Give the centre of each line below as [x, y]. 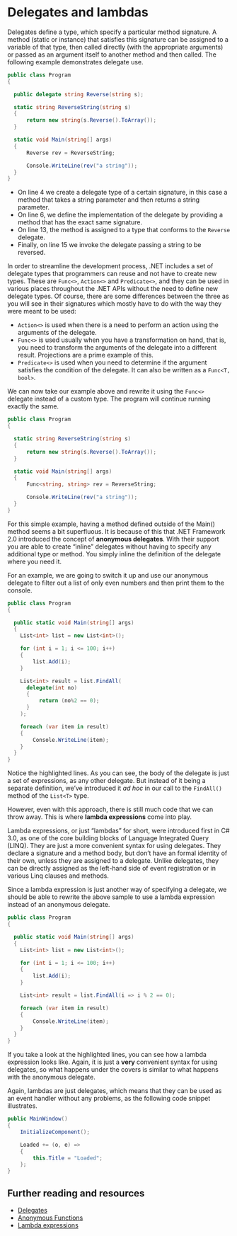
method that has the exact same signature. [80, 222]
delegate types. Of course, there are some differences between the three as [118, 296]
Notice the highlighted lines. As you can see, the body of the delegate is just [118, 773]
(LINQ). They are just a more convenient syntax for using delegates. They [114, 846]
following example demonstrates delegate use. [75, 62]
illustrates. [22, 1106]
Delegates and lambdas [78, 12]
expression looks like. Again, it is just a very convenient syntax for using [112, 1062]
